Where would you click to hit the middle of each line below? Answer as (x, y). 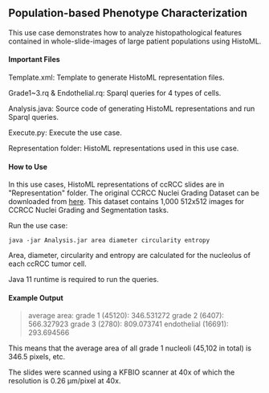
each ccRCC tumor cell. (47, 264)
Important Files (34, 59)
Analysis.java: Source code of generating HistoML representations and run (132, 108)
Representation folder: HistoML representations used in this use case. (124, 149)
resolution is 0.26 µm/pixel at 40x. (65, 381)
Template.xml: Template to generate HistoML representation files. (116, 78)
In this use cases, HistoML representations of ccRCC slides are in (116, 185)
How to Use (28, 166)
